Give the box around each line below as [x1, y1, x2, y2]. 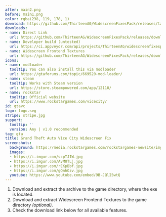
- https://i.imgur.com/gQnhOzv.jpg [9, 168, 83, 173]
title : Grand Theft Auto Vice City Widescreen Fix [5, 136, 112, 141]
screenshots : [5, 140, 32, 146]
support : [5, 117, 23, 123]
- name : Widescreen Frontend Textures [5, 48, 85, 53]
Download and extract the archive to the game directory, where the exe [12, 186, 158, 192]
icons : [5, 58, 19, 63]
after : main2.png [5, 7, 41, 12]
